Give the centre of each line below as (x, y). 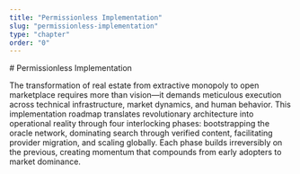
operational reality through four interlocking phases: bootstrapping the (140, 124)
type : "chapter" (40, 34)
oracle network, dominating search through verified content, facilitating (141, 133)
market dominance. (45, 161)
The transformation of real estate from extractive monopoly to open (134, 85)
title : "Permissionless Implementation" (86, 17)
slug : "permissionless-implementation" (84, 26)
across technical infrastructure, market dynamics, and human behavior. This (150, 105)
